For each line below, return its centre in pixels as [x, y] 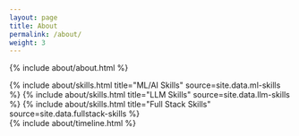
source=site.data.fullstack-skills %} [75, 114]
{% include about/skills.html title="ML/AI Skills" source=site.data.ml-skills [145, 85]
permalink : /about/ [46, 34]
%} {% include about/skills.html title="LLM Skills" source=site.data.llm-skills [150, 95]
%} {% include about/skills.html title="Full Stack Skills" [110, 105]
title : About [34, 26]
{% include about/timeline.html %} [73, 123]
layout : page [34, 17]
